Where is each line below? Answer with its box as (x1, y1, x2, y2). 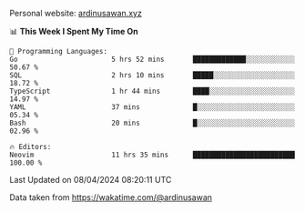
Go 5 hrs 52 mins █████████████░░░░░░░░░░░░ (9, 55, 296, 64)
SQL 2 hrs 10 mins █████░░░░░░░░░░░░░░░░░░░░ (9, 71, 296, 80)
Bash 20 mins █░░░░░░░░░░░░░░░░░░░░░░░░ (9, 118, 296, 127)
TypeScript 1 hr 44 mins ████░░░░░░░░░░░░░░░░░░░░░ (9, 86, 296, 96)
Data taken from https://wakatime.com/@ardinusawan (9, 192, 212, 203)
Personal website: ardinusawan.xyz (9, 8, 143, 18)
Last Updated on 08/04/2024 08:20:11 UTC (9, 175, 172, 185)
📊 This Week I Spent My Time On (9, 26, 138, 36)
